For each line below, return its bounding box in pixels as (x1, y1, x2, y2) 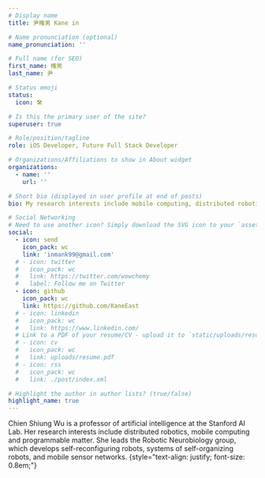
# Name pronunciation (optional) (8, 33, 118, 41)
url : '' (22, 178, 47, 186)
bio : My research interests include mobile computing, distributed (8, 199, 235, 208)
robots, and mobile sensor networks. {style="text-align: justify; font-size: (8, 452, 245, 462)
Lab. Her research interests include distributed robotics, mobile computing (8, 427, 250, 437)
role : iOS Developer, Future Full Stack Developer (8, 141, 178, 150)
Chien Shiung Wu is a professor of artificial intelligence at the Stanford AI (8, 419, 246, 428)
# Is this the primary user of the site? (8, 112, 147, 121)
